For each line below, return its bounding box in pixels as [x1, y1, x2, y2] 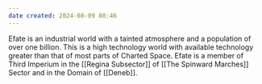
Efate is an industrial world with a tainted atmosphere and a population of [8, 34, 252, 43]
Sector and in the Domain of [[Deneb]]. [8, 67, 138, 77]
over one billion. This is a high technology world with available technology [8, 42, 254, 52]
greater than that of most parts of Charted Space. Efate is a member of [8, 50, 244, 60]
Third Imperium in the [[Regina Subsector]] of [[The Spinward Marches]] [8, 59, 249, 69]
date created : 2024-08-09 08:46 [8, 11, 117, 20]
